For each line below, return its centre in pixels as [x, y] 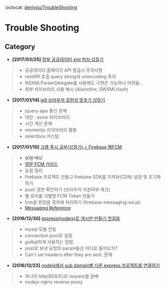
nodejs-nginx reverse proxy [54, 282]
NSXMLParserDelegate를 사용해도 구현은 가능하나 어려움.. [84, 83]
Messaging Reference [48, 208]
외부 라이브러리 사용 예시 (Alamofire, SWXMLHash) [77, 89]
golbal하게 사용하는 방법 [49, 242]
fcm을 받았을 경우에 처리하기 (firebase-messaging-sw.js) [82, 202]
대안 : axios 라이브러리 [47, 117]
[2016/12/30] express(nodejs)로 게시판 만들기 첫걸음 [66, 218]
